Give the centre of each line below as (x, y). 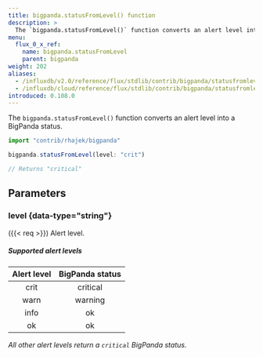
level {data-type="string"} (60, 216)
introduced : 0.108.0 (42, 96)
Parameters (37, 193)
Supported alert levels (45, 251)
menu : (17, 37)
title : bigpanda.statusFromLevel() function (82, 15)
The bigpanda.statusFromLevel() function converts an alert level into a (122, 118)
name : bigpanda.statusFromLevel (75, 52)
